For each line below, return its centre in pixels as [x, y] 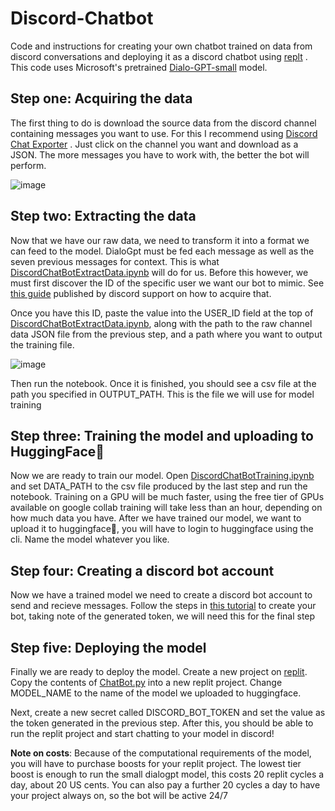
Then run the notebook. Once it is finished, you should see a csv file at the [163, 383]
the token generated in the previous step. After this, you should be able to [162, 723]
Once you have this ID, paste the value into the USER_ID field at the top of [162, 313]
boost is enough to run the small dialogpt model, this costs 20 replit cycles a [167, 774]
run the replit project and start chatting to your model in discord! [142, 733]
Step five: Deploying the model [108, 647]
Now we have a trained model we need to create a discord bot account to [161, 595]
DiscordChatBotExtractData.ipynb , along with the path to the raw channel [161, 323]
